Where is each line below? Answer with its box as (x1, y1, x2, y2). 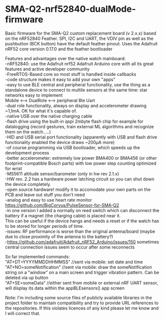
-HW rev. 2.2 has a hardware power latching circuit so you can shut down (5, 176, 155, 182)
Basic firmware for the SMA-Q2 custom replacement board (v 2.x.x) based (5, 30, 157, 36)
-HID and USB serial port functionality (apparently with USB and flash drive (5, 134, 158, 140)
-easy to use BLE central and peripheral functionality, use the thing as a (5, 81, 150, 87)
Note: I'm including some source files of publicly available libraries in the (5, 294, 152, 300)
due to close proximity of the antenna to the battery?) (5, 233, 113, 240)
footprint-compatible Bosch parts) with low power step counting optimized (5, 160, 157, 166)
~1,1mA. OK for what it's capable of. (5, 107, 77, 114)
